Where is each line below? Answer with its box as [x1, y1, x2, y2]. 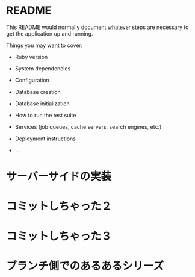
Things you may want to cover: [6, 42, 83, 49]
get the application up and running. [6, 30, 93, 37]
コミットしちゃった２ [6, 199, 113, 213]
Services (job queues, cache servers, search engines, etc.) [14, 123, 162, 130]
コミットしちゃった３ [6, 229, 113, 243]
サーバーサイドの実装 [6, 170, 112, 184]
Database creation [14, 88, 61, 95]
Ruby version [14, 53, 48, 60]
